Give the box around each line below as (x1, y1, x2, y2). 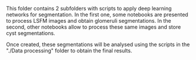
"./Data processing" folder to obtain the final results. (6, 47, 132, 54)
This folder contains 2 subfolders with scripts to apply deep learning (6, 5, 172, 12)
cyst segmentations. (6, 30, 55, 37)
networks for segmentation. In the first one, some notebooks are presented (6, 11, 188, 18)
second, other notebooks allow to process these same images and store (6, 23, 181, 30)
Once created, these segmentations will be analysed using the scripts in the (6, 41, 190, 48)
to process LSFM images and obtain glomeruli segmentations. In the (6, 17, 172, 24)
